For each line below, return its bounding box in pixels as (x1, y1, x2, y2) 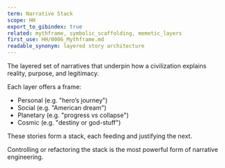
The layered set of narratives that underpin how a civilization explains (7, 62, 207, 70)
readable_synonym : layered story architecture (7, 43, 145, 49)
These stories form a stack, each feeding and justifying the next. (7, 132, 193, 140)
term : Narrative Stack (7, 10, 73, 17)
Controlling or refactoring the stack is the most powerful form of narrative (7, 146, 218, 153)
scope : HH (7, 17, 36, 24)
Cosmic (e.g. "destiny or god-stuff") (17, 119, 121, 126)
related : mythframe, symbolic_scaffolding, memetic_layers (7, 29, 183, 37)
